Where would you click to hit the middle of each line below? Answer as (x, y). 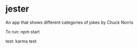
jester (17, 9)
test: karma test (21, 41)
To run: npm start (23, 32)
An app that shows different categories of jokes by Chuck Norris (69, 22)
